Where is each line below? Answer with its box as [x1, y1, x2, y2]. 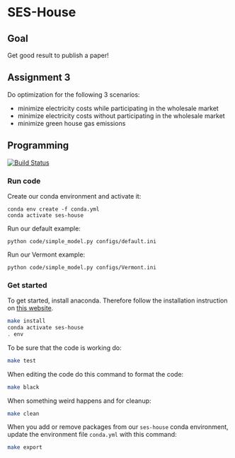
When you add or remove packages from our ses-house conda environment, [7, 423, 229, 431]
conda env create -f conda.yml [7, 206, 100, 213]
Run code [7, 176, 41, 186]
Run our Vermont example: [7, 250, 86, 259]
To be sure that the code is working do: [7, 343, 122, 352]
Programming [7, 139, 69, 152]
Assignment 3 [7, 71, 71, 83]
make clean [7, 410, 40, 417]
